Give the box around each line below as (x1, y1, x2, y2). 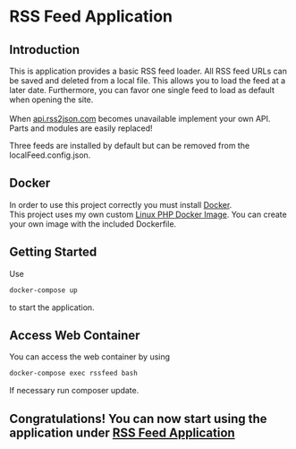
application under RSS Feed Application (9, 425, 235, 440)
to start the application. (9, 302, 96, 313)
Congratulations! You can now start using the (9, 410, 267, 427)
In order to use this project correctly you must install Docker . (9, 199, 233, 210)
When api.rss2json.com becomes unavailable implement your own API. (9, 114, 271, 124)
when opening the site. (9, 94, 94, 105)
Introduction (9, 42, 80, 57)
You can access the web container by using (9, 351, 171, 362)
